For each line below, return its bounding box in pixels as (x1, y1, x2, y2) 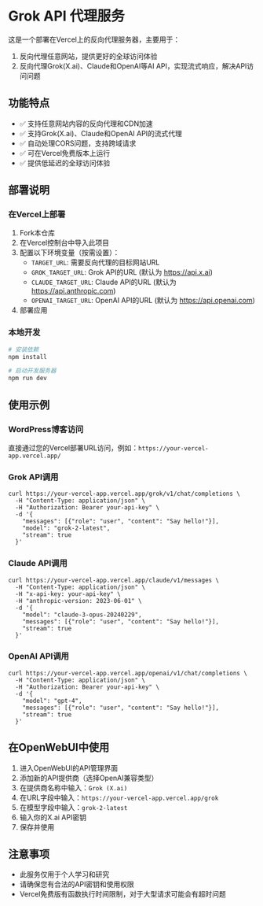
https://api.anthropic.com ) (31, 287, 116, 296)
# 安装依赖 (8, 346, 39, 353)
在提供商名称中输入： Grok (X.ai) (19, 782, 128, 792)
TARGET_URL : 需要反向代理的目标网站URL (31, 257, 160, 268)
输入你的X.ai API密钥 (19, 812, 86, 822)
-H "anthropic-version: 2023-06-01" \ (15, 597, 143, 605)
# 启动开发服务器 (8, 367, 57, 375)
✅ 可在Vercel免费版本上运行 (19, 148, 111, 157)
